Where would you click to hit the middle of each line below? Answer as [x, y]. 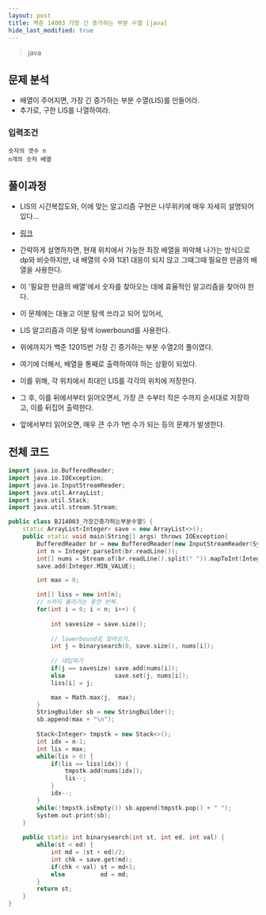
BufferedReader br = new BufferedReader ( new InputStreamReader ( [145, 544]
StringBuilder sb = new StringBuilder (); [106, 712]
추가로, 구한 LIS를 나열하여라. [65, 110]
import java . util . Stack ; [49, 500]
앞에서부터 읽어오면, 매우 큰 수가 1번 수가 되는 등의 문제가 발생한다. [122, 424]
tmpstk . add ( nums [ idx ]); [104, 771]
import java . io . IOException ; [56, 478]
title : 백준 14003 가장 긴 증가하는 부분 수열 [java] [88, 23]
